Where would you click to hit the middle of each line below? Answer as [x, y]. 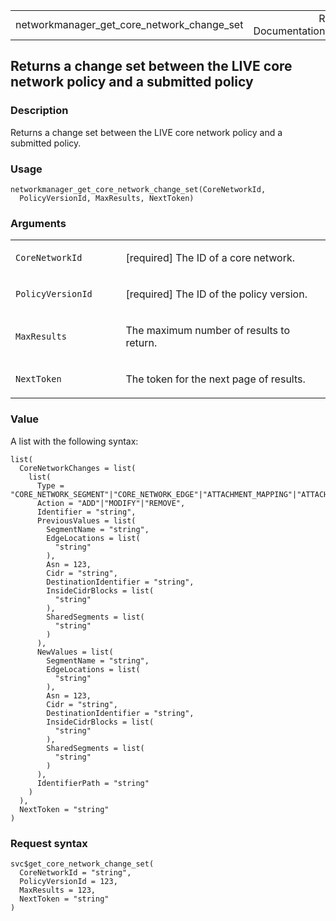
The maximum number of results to [207, 331]
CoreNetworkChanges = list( [78, 468]
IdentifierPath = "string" [93, 783]
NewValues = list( [75, 652]
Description [39, 111]
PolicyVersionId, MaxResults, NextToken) [107, 198]
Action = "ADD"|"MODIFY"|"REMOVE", [111, 503]
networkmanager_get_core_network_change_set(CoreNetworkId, [138, 189]
